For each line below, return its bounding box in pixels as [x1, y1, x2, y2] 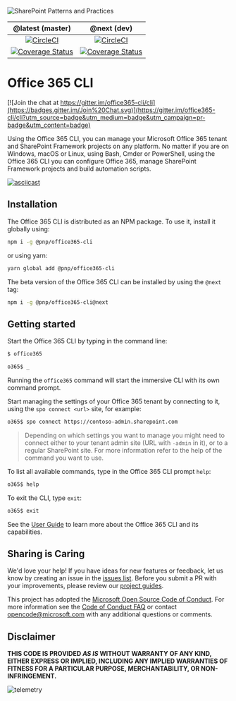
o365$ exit [7, 507, 39, 514]
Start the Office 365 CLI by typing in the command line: [7, 337, 168, 346]
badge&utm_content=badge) [7, 121, 91, 129]
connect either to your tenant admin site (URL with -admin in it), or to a [24, 438, 228, 447]
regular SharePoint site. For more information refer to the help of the [24, 446, 223, 454]
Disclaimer [7, 630, 56, 642]
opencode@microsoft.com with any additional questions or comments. [7, 610, 213, 618]
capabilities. [7, 528, 42, 536]
